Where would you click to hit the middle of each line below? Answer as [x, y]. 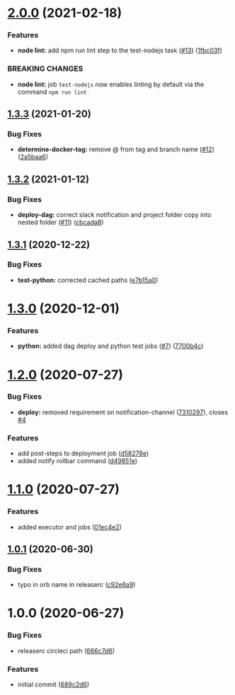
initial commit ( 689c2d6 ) [53, 684]
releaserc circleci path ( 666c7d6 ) [66, 650]
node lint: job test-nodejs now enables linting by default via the [111, 84]
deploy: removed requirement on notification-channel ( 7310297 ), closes [123, 412]
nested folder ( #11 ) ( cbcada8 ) [61, 222]
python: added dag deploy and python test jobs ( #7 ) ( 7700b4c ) [110, 346]
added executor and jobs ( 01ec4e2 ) [70, 527]
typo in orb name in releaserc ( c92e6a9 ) [76, 585]
